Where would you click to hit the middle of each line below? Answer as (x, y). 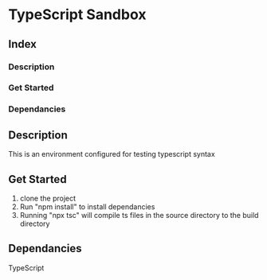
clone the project (48, 198)
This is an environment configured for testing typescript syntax (112, 154)
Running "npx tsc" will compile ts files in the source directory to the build (139, 215)
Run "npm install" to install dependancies (87, 206)
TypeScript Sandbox (77, 15)
